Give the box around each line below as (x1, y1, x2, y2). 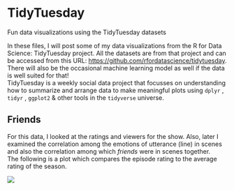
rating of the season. (7, 162, 68, 170)
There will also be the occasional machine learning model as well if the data (7, 64, 225, 72)
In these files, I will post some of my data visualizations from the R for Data (7, 41, 222, 50)
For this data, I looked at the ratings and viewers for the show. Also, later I (7, 132, 219, 140)
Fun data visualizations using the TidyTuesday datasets (7, 28, 166, 36)
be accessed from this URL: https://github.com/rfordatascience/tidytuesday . (7, 56, 227, 64)
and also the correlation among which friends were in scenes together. (7, 147, 211, 155)
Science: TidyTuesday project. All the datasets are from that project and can (7, 49, 227, 57)
